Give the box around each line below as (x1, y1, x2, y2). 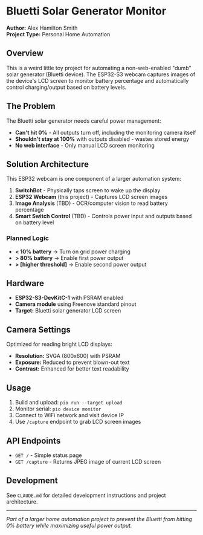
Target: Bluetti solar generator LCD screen (14, 307, 121, 314)
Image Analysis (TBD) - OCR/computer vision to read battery (14, 199, 168, 207)
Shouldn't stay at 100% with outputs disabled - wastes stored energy (14, 135, 189, 143)
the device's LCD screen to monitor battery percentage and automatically (6, 77, 189, 84)
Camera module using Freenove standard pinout (14, 300, 137, 308)
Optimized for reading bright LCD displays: (6, 340, 113, 348)
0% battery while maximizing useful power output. (6, 522, 132, 529)
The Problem (6, 101, 56, 111)
